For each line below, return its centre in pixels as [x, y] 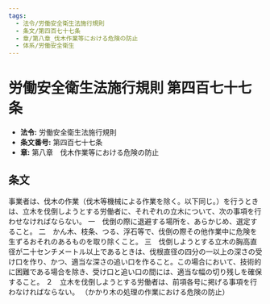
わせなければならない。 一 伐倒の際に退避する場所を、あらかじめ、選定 [129, 221]
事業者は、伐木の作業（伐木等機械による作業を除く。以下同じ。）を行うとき [134, 201]
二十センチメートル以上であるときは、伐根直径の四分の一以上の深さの [139, 252]
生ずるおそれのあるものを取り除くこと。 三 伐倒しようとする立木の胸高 [129, 241]
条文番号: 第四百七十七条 [61, 143]
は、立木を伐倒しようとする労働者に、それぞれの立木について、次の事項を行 [135, 211]
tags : [17, 16]
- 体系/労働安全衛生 [45, 46]
